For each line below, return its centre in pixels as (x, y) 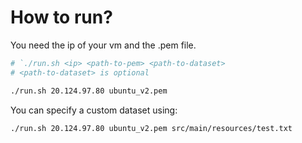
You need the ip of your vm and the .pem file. (103, 45)
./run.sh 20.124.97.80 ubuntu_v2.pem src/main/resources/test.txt (151, 128)
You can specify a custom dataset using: (94, 110)
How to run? (61, 17)
